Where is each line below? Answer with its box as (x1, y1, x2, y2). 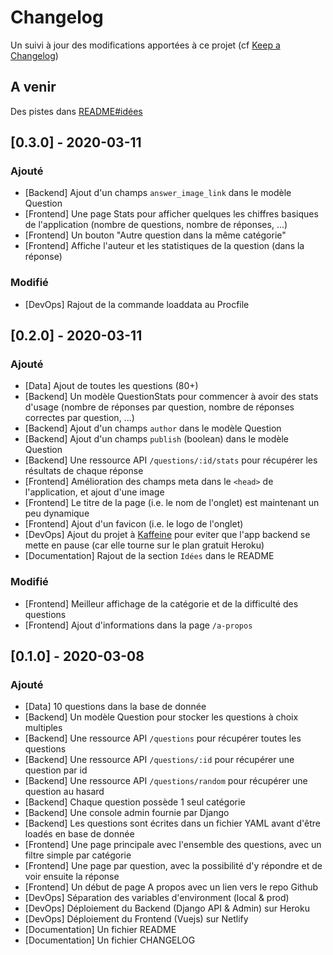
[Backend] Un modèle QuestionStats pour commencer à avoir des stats (24, 391, 319, 403)
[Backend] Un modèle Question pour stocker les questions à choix (24, 711, 299, 723)
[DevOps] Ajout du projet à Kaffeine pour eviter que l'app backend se (24, 529, 311, 541)
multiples (24, 722, 63, 734)
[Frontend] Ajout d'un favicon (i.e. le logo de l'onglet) (24, 518, 244, 530)
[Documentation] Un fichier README (24, 924, 177, 936)
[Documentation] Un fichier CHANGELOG (24, 934, 196, 946)
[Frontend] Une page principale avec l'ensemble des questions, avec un (24, 839, 322, 851)
